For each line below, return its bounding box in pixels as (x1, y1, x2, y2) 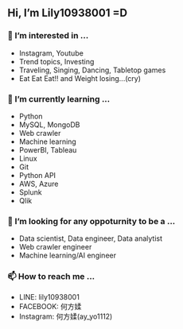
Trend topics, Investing (18, 56, 95, 66)
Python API (18, 170, 56, 180)
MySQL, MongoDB (18, 119, 80, 130)
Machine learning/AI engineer (18, 250, 117, 261)
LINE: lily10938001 (18, 292, 80, 301)
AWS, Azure (18, 179, 59, 188)
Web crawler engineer (18, 242, 92, 252)
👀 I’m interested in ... (7, 30, 89, 41)
